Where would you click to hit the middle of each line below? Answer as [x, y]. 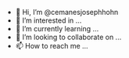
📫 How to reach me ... [52, 46]
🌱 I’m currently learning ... [57, 29]
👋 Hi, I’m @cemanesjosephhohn [67, 12]
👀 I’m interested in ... [48, 20]
